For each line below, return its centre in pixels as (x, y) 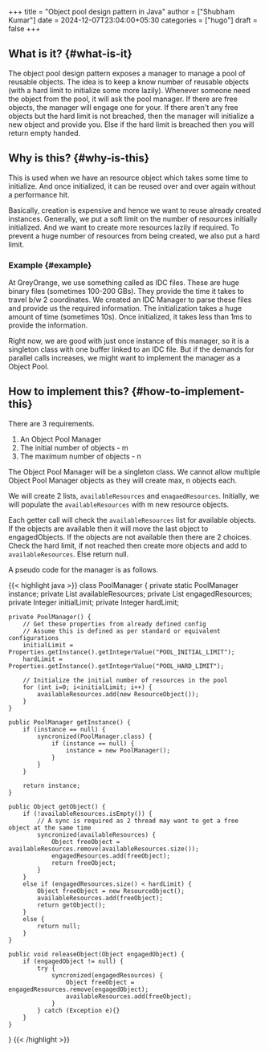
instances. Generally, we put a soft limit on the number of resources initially (133, 218)
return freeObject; (84, 862)
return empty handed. (45, 133)
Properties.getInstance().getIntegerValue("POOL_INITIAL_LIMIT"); (122, 652)
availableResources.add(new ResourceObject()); (118, 694)
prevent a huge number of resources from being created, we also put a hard (134, 235)
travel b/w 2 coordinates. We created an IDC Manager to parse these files (130, 300)
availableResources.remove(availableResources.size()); (104, 849)
